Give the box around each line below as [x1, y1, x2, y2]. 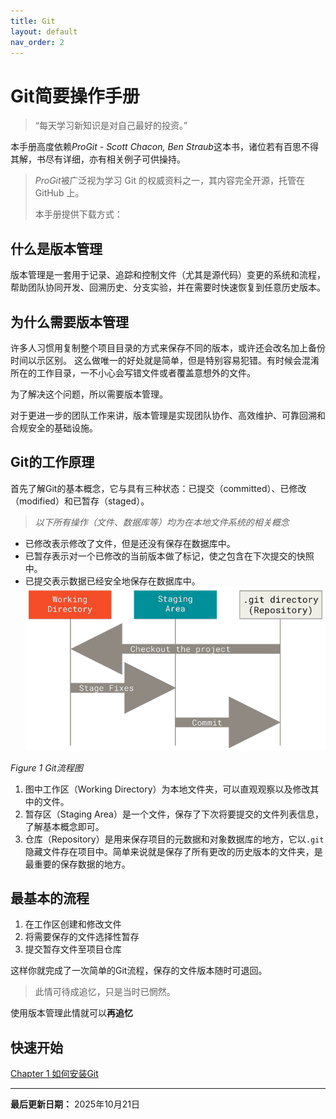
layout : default [10, 26, 78, 37]
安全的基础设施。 [27, 421, 98, 434]
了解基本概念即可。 [24, 820, 105, 832]
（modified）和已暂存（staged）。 [10, 495, 150, 507]
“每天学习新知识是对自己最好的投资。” [34, 120, 188, 132]
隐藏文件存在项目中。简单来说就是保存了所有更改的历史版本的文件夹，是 [24, 845, 323, 857]
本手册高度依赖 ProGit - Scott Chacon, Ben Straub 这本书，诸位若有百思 [10, 141, 302, 153]
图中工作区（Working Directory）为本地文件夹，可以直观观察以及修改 [24, 783, 311, 795]
